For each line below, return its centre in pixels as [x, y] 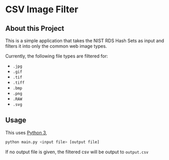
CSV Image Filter [42, 9]
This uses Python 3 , [26, 132]
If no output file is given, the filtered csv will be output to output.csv [77, 152]
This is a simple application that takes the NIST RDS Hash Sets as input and [85, 41]
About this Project [35, 28]
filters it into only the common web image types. [56, 46]
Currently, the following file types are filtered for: [57, 56]
